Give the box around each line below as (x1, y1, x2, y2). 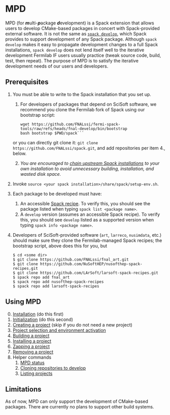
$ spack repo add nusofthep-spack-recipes (12, 279, 104, 284)
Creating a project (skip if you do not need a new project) (12, 322, 133, 328)
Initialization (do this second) (12, 316, 74, 323)
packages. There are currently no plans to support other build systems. (5, 404, 154, 410)
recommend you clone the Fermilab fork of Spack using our (20, 106, 145, 112)
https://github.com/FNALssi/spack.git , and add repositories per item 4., (12, 145, 165, 151)
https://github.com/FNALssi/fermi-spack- (31, 121, 121, 127)
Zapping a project (12, 343, 50, 349)
